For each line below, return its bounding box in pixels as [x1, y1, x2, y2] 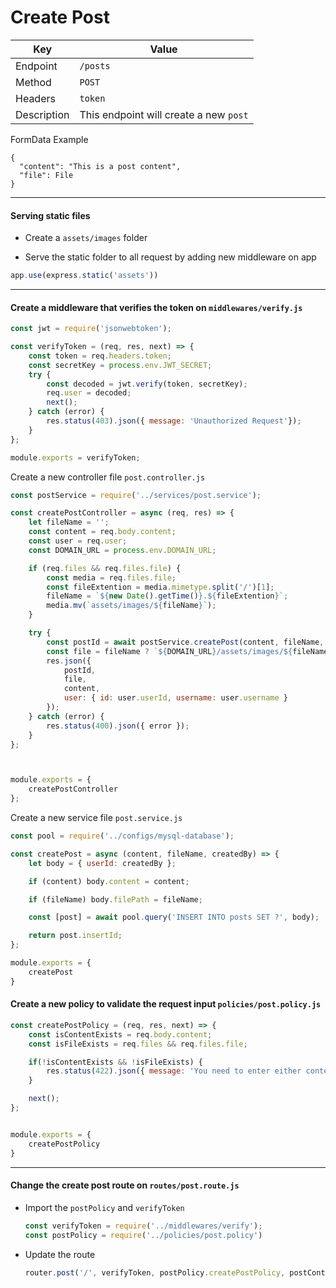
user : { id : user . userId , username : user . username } [63, 693, 288, 703]
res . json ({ [46, 656, 92, 666]
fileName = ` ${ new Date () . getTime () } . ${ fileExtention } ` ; [46, 591, 289, 601]
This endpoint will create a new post [79, 107, 249, 121]
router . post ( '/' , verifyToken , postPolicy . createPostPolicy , [24, 1267, 286, 1278]
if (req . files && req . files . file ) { [28, 563, 182, 573]
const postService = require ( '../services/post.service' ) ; [10, 490, 262, 500]
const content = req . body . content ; [28, 527, 177, 537]
